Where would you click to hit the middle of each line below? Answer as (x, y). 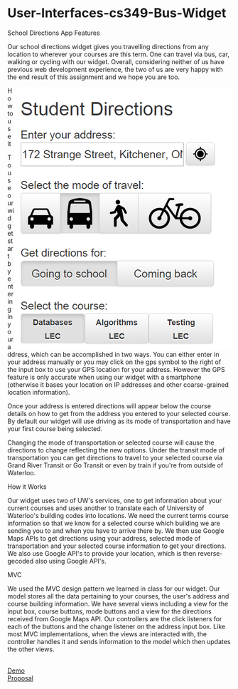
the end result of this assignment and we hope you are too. (93, 77)
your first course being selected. (55, 428)
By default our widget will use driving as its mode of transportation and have (119, 421)
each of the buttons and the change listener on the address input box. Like (117, 626)
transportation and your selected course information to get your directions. (117, 546)
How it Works (27, 487)
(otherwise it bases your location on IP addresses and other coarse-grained (118, 384)
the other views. (31, 649)
